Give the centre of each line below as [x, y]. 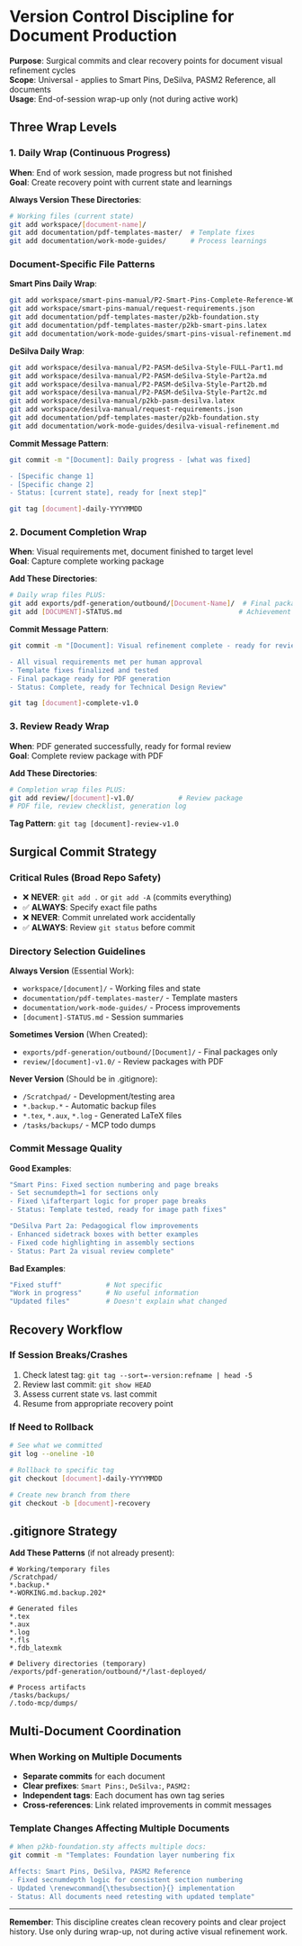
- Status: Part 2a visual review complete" [92, 1251]
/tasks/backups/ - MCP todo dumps [89, 1125]
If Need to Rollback [52, 1426]
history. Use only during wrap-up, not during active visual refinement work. [148, 1932]
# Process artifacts [48, 1688]
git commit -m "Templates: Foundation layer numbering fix [122, 1855]
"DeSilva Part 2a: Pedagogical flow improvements [104, 1226]
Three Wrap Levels [63, 127]
